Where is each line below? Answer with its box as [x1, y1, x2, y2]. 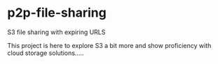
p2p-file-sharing [7, 5, 107, 21]
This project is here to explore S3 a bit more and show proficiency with [7, 41, 212, 49]
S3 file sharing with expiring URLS [7, 28, 106, 36]
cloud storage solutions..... [7, 49, 84, 57]
